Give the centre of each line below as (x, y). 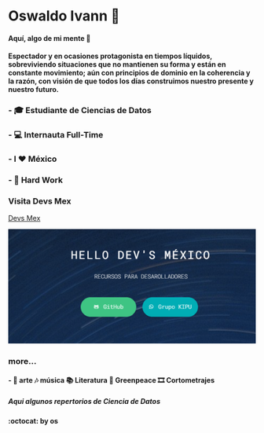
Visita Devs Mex (40, 201)
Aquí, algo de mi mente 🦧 (49, 38)
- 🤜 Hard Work (35, 180)
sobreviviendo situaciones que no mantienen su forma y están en (117, 64)
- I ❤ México (33, 159)
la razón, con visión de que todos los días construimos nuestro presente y (131, 81)
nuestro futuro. (33, 90)
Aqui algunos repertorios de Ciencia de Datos (84, 401)
